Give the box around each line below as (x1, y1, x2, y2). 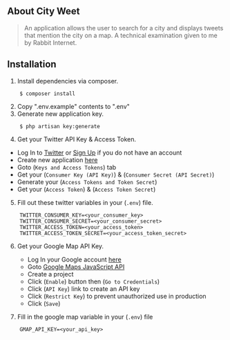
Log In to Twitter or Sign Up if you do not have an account (17, 148, 182, 157)
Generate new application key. (17, 110, 104, 118)
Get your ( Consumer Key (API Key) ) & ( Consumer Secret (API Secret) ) (17, 170, 215, 179)
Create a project (27, 270, 74, 278)
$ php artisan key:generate (19, 123, 100, 130)
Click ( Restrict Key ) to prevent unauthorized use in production (27, 292, 207, 300)
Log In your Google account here (27, 255, 122, 263)
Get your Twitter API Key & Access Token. (17, 134, 137, 143)
